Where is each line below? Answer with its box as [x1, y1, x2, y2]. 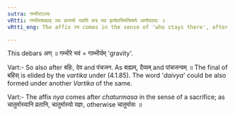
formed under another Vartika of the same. [7, 79, 132, 88]
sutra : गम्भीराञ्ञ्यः [7, 10, 51, 18]
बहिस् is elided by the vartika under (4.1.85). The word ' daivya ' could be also [7, 71, 227, 80]
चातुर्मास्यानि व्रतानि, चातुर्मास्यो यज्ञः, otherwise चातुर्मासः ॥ [7, 100, 142, 109]
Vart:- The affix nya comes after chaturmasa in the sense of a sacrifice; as [7, 93, 225, 101]
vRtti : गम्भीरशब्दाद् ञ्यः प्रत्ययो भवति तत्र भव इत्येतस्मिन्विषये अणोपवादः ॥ [7, 17, 165, 24]
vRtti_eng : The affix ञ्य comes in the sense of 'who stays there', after [7, 23, 229, 30]
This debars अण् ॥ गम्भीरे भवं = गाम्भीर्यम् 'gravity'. [7, 49, 133, 57]
